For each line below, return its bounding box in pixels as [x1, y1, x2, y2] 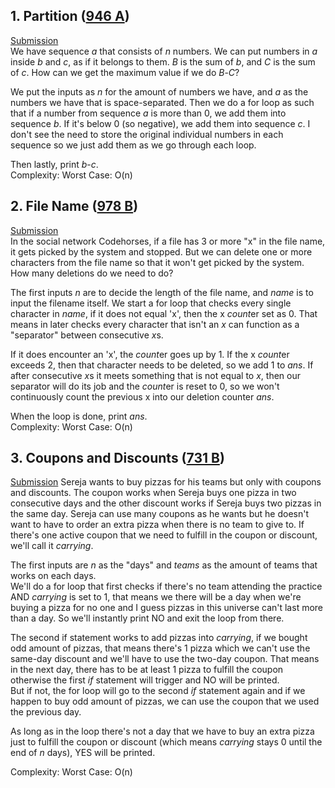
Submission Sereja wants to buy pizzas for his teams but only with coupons [10, 476, 322, 488]
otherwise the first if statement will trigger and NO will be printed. [10, 674, 280, 686]
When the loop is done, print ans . [10, 410, 148, 422]
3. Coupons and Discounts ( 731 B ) [10, 450, 225, 467]
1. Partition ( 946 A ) [10, 8, 130, 25]
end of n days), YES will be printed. [10, 747, 156, 759]
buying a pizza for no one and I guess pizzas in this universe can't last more [10, 602, 324, 614]
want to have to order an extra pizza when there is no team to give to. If [10, 519, 305, 531]
